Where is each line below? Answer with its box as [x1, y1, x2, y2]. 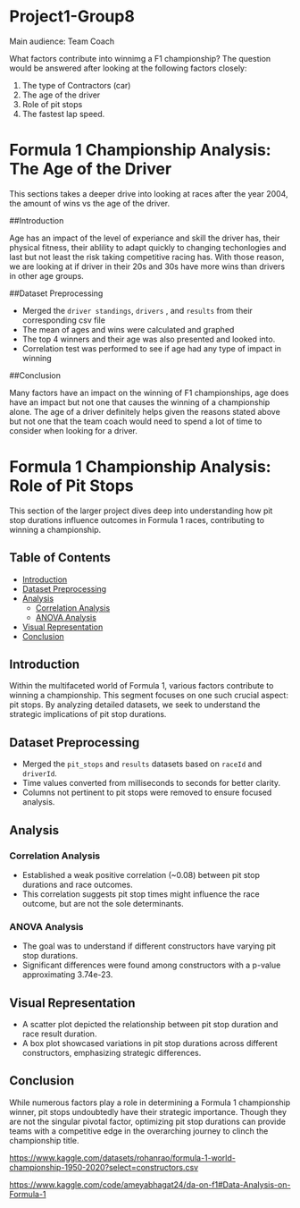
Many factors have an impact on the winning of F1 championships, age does [9, 387, 289, 398]
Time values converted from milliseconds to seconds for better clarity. [21, 778, 281, 789]
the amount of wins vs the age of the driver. [9, 198, 171, 208]
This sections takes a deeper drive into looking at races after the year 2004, [9, 188, 288, 199]
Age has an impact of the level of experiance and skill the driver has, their [9, 232, 280, 243]
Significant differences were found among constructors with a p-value [21, 959, 281, 971]
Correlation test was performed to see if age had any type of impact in [21, 342, 282, 354]
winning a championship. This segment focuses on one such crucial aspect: [9, 690, 288, 701]
